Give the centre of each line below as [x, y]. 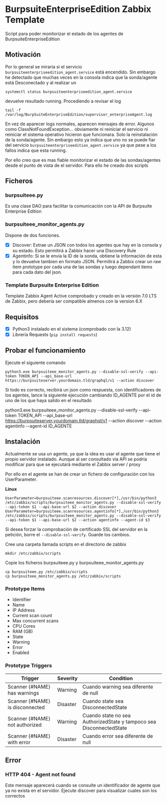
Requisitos [22, 317]
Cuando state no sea [106, 716]
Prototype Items [25, 589]
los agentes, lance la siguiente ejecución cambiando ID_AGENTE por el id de [83, 395]
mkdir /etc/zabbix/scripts [33, 553]
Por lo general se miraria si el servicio [43, 66]
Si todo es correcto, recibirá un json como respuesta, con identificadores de [83, 390]
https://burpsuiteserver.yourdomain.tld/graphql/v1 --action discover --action [83, 420]
